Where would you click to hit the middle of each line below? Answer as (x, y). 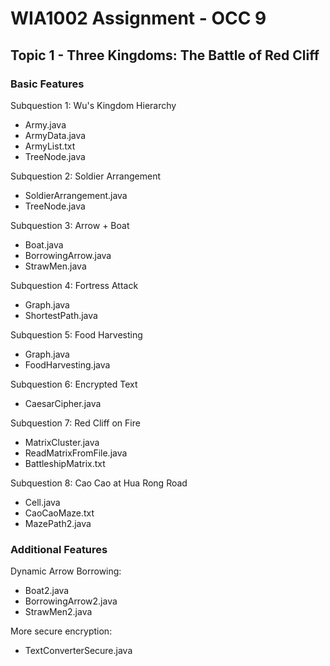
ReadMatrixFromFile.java (76, 453)
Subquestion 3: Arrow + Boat (70, 225)
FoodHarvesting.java (67, 364)
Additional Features (59, 549)
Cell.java (42, 502)
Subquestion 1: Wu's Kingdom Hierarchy (93, 105)
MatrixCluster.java (62, 442)
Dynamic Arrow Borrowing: (66, 571)
